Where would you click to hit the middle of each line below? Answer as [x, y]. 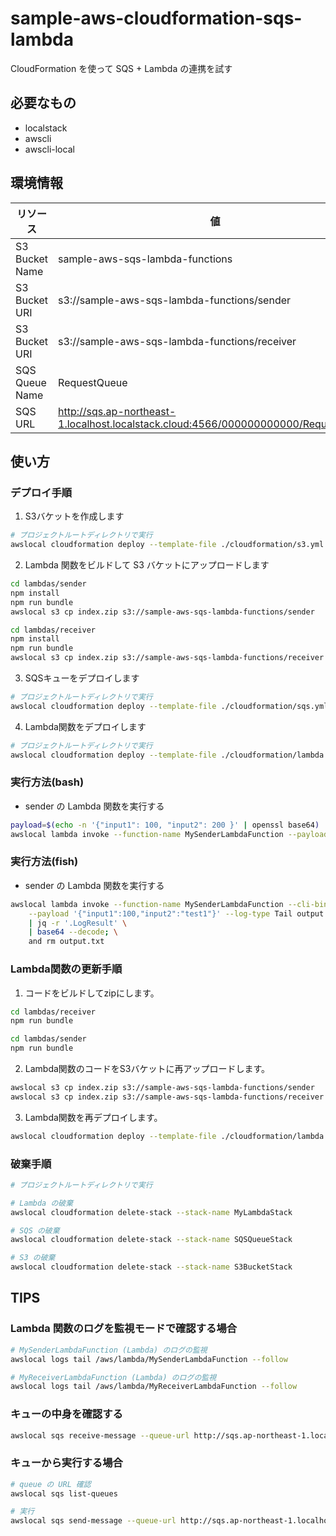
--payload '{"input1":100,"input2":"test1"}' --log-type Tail [160, 913]
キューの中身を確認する [66, 1414]
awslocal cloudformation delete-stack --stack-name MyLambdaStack [151, 1212]
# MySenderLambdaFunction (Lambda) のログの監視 [109, 1350]
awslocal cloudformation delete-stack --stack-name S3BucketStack [151, 1267]
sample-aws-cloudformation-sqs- [156, 18]
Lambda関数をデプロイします [85, 726]
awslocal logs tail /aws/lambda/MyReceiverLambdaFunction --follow [154, 1387]
